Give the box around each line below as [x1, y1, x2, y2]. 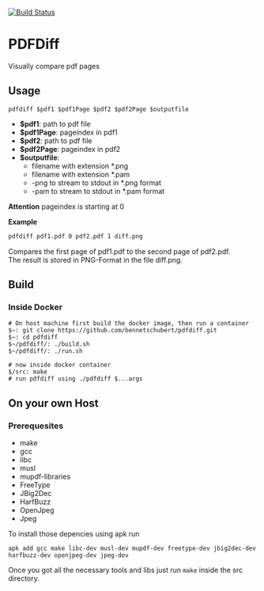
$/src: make [8, 368, 47, 376]
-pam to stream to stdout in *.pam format [31, 186, 165, 195]
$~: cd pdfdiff [8, 333, 58, 342]
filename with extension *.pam [31, 169, 130, 179]
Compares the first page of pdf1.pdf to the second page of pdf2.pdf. [8, 246, 231, 256]
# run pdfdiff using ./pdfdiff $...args [8, 375, 144, 383]
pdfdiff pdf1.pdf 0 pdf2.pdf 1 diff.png [8, 232, 144, 241]
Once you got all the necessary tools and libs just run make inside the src [8, 566, 243, 574]
